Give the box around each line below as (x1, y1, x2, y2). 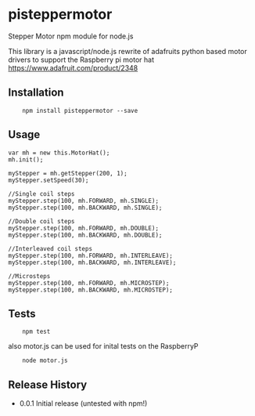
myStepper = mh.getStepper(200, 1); (8, 169, 127, 177)
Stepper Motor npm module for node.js (8, 31, 134, 41)
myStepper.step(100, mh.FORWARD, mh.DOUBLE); (8, 224, 159, 232)
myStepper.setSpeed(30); (8, 176, 89, 184)
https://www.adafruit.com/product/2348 (8, 63, 138, 72)
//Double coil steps (8, 217, 76, 225)
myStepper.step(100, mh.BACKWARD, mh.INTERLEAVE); (8, 259, 177, 266)
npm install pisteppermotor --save (22, 107, 138, 114)
